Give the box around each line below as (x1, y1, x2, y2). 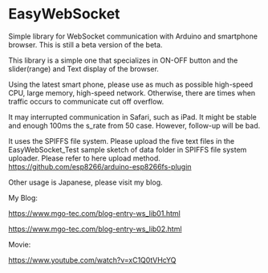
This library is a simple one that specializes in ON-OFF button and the (8, 55, 238, 65)
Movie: (8, 239, 31, 249)
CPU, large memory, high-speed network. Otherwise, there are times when (8, 88, 256, 97)
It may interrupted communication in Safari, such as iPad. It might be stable (8, 112, 257, 121)
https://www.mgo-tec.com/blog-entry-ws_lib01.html (8, 208, 181, 218)
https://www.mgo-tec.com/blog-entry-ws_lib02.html (8, 224, 182, 234)
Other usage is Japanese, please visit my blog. (8, 177, 163, 187)
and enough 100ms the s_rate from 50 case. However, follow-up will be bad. (8, 120, 261, 130)
